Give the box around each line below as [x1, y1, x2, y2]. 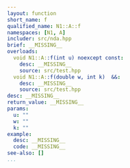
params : [7, 105, 29, 112]
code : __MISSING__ [13, 143, 66, 150]
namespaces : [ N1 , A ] [7, 29, 66, 36]
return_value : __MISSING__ [7, 99, 84, 106]
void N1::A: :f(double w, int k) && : [13, 73, 121, 81]
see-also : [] [7, 150, 44, 157]
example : [7, 130, 32, 137]
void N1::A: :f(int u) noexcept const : [13, 55, 125, 61]
